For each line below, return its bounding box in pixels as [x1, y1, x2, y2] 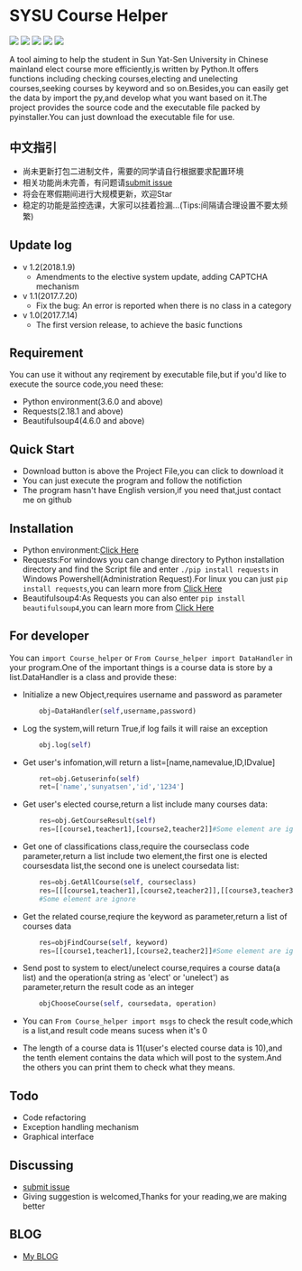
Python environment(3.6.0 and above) [22, 397, 164, 407]
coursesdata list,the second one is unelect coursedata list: [22, 860, 240, 872]
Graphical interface [22, 1131, 95, 1143]
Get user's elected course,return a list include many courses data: [22, 799, 268, 809]
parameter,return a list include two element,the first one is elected [22, 851, 268, 862]
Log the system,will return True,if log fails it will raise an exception [22, 723, 269, 734]
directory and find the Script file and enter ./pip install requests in [22, 564, 279, 575]
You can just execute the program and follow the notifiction [22, 475, 243, 486]
